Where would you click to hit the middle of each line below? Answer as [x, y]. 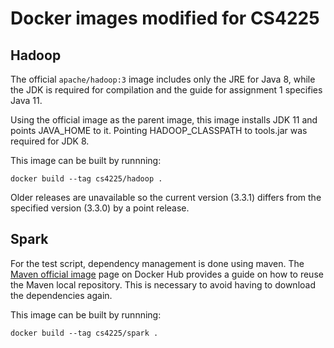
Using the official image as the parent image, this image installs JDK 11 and [164, 120]
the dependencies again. [61, 295]
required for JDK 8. [50, 141]
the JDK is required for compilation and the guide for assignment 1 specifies [166, 90]
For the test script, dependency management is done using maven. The [157, 263]
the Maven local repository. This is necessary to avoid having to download [163, 284]
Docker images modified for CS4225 [165, 18]
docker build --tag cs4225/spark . [84, 333]
